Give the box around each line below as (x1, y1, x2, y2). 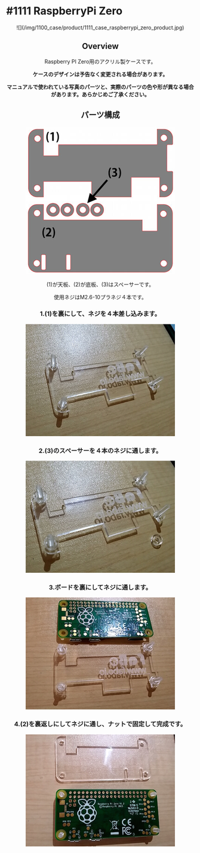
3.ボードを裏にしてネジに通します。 (48, 584, 152, 592)
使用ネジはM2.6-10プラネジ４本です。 (53, 293, 147, 300)
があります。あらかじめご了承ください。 (50, 91, 150, 98)
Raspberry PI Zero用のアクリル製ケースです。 (44, 58, 156, 65)
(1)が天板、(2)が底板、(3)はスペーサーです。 (46, 281, 155, 288)
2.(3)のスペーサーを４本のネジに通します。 (38, 446, 162, 455)
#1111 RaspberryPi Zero (6, 4, 123, 18)
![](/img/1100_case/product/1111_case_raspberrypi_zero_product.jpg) (16, 24, 184, 31)
